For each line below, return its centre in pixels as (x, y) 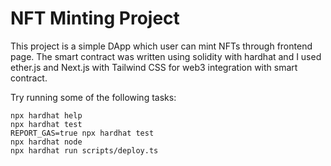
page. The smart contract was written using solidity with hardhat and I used (166, 56)
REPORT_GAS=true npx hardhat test (82, 133)
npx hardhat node (46, 142)
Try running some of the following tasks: (93, 97)
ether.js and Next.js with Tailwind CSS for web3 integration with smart (154, 67)
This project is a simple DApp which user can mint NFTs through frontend (161, 46)
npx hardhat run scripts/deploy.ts (84, 150)
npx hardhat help (46, 115)
